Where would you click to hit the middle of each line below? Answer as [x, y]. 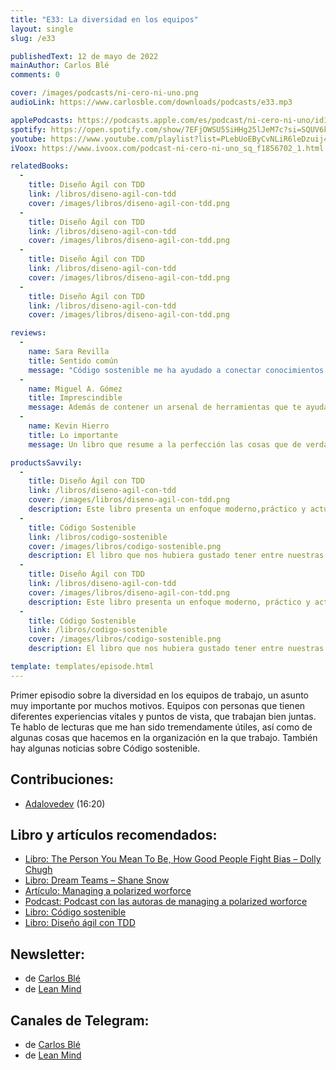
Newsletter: [48, 954]
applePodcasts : [42, 120]
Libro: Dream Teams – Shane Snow [97, 880]
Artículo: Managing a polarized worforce [108, 891]
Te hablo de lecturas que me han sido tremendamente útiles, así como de [161, 727]
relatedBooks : [40, 166]
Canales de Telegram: [80, 1020]
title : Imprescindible [75, 398]
